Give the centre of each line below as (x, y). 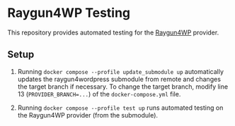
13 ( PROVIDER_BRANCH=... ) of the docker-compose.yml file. (99, 94)
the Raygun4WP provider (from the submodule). (87, 115)
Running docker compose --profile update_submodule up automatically (121, 71)
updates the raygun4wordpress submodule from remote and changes (119, 79)
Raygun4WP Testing (69, 13)
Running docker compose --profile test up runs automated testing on (120, 108)
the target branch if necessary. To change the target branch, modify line (123, 87)
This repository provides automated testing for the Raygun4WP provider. (113, 32)
